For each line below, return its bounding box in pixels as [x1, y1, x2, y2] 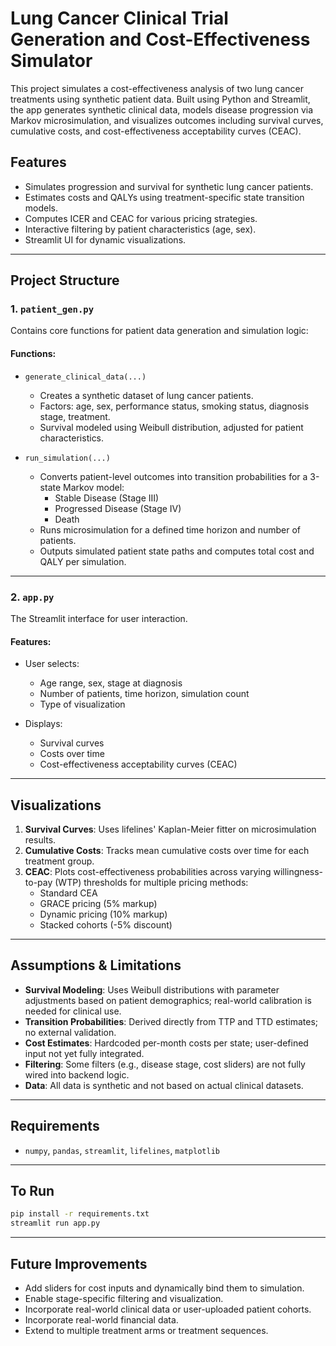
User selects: [24, 658, 80, 670]
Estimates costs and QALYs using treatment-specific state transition [24, 191, 305, 203]
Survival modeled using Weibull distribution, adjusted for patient [39, 421, 304, 433]
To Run [10, 1182, 55, 1199]
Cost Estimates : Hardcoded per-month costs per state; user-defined [24, 1037, 309, 1049]
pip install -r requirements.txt [10, 1209, 150, 1219]
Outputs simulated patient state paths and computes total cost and [39, 545, 315, 557]
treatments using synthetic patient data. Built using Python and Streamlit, [10, 93, 311, 105]
